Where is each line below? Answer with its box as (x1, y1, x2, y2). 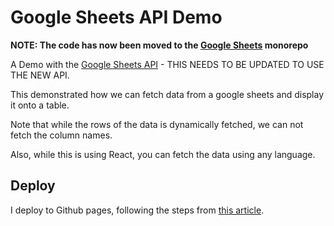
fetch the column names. (10, 129, 113, 141)
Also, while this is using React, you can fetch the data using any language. (10, 148, 316, 160)
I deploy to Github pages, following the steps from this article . (10, 204, 265, 216)
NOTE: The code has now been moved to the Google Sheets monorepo (10, 39, 309, 51)
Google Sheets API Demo (10, 6, 223, 29)
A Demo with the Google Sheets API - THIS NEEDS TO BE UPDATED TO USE (10, 58, 325, 70)
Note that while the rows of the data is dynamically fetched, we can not (10, 118, 304, 130)
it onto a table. (10, 99, 70, 111)
